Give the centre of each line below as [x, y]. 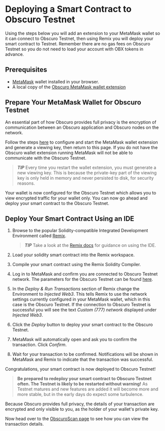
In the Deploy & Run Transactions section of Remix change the [76, 289]
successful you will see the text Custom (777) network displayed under [84, 310]
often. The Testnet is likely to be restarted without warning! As [82, 384]
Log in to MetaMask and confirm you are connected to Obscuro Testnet [85, 274]
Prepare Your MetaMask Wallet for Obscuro [73, 102]
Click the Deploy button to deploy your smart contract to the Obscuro [82, 325]
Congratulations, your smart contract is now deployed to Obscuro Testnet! [81, 369]
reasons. [26, 183]
